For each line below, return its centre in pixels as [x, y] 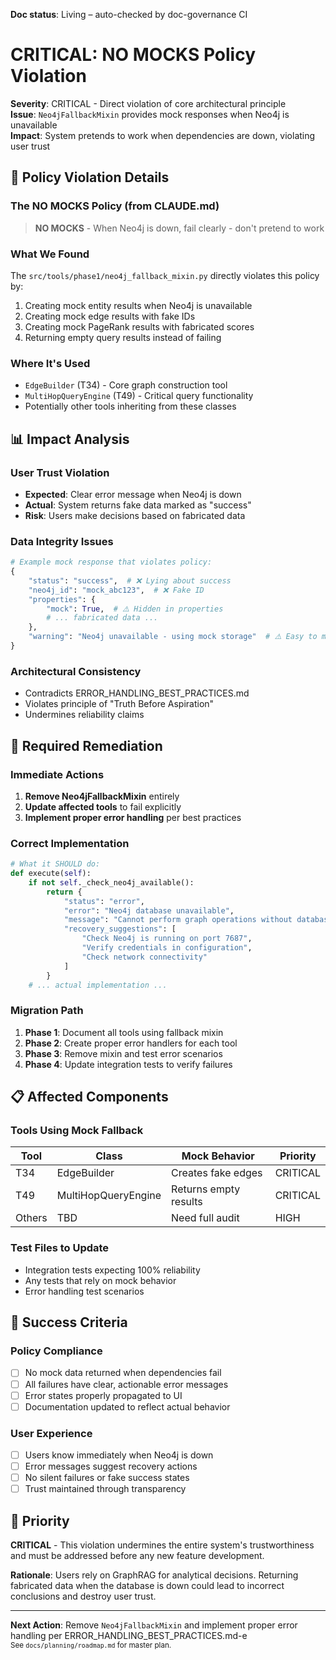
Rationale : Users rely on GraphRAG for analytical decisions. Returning [154, 1575]
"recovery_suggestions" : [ [120, 929]
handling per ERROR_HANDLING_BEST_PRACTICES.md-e [129, 1636]
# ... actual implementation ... [98, 985]
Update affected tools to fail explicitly [103, 806]
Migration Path [47, 1011]
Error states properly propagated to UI [103, 1395]
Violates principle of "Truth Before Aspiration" [119, 704]
